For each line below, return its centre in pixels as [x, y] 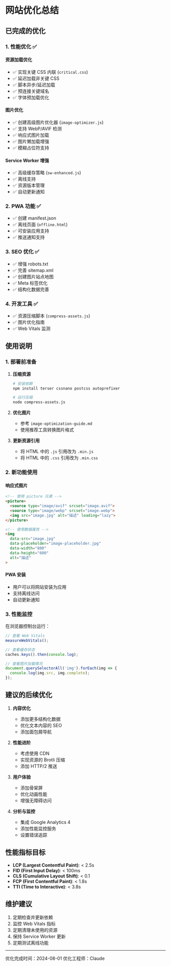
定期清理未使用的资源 [35, 930]
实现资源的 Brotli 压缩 [42, 760]
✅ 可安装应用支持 [31, 231]
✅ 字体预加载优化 [31, 97]
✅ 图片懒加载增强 [31, 141]
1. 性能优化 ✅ [21, 46]
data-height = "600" [30, 553]
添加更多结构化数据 [40, 719]
